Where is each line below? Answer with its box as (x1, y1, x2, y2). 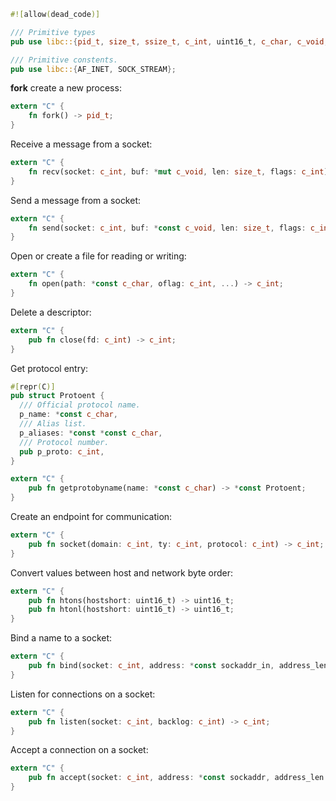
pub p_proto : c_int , (19, 446, 105, 457)
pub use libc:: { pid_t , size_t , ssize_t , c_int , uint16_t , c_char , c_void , (10, 36, 329, 47)
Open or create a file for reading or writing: (10, 250, 187, 262)
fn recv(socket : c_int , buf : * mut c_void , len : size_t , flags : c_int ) (28, 166, 329, 177)
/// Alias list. (19, 419, 87, 429)
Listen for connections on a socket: (10, 688, 156, 700)
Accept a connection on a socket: (10, 744, 149, 756)
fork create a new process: (10, 82, 122, 94)
